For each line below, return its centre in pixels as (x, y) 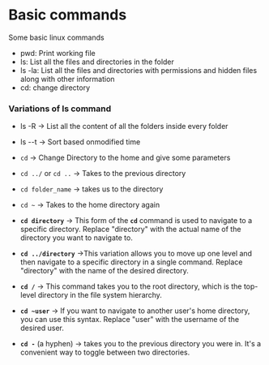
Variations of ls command (60, 109)
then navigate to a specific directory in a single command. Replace (131, 262)
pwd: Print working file (58, 53)
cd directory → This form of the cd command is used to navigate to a (136, 221)
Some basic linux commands (56, 37)
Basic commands (68, 15)
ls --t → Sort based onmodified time (80, 142)
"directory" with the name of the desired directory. (104, 271)
